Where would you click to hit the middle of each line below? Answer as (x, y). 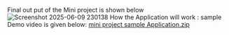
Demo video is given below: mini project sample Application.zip (99, 24)
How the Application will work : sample (166, 17)
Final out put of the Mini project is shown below (76, 10)
